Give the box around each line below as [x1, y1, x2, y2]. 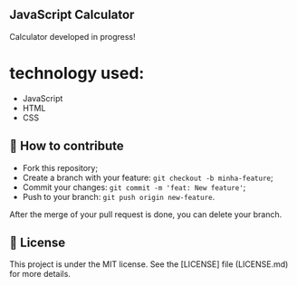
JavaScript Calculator [9, 7, 135, 23]
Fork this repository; [22, 162, 98, 173]
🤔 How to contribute [9, 138, 124, 154]
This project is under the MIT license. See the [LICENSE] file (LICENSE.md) [9, 259, 289, 270]
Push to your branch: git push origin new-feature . [22, 191, 216, 202]
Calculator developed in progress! [9, 31, 136, 42]
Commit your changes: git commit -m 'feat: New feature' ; [22, 181, 246, 193]
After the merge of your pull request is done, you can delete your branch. [9, 208, 283, 220]
